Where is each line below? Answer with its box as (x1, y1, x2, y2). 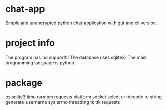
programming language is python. (5, 59, 76, 66)
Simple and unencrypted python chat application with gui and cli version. (5, 20, 157, 26)
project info (5, 37, 55, 49)
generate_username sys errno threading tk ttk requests (5, 99, 120, 105)
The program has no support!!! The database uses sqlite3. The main (5, 54, 147, 60)
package (5, 77, 43, 89)
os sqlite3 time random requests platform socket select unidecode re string (5, 94, 162, 100)
